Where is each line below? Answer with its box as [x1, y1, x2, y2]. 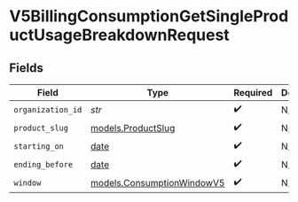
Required [233, 87, 273, 98]
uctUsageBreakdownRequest [9, 25, 231, 45]
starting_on [13, 141, 65, 151]
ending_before [13, 159, 74, 169]
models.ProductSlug [90, 121, 176, 134]
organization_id [13, 105, 82, 114]
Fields [9, 60, 44, 75]
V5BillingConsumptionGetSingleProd [9, 6, 289, 27]
